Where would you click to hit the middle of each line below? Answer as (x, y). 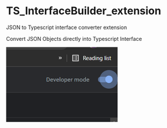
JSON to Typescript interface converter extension (67, 27)
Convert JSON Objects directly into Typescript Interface (74, 39)
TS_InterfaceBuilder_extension (83, 11)
